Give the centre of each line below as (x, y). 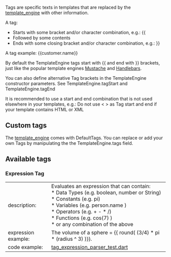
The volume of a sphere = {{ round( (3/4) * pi (105, 232)
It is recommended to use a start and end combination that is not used (79, 99)
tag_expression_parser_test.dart (90, 247)
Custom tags (26, 126)
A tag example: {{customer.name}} (41, 53)
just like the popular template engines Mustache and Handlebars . (74, 68)
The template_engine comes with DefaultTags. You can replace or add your (84, 138)
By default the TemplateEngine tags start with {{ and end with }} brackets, (83, 63)
